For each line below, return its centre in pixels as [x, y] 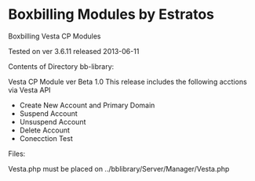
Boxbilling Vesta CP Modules [55, 36]
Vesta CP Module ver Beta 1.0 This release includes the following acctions [127, 81]
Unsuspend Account [53, 121]
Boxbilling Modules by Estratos [111, 14]
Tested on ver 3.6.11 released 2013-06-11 [74, 51]
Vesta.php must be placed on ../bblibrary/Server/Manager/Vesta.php [119, 168]
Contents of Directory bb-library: [61, 66]
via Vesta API [29, 90]
